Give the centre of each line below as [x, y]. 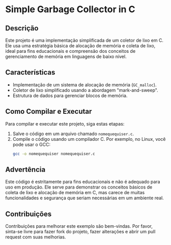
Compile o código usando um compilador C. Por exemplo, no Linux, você [89, 139]
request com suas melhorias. [36, 237]
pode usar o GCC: [32, 144]
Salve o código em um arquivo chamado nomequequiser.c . [73, 134]
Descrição [22, 28]
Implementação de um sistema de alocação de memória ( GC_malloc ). [84, 84]
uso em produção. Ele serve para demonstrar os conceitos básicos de [79, 187]
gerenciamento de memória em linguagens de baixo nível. [66, 56]
